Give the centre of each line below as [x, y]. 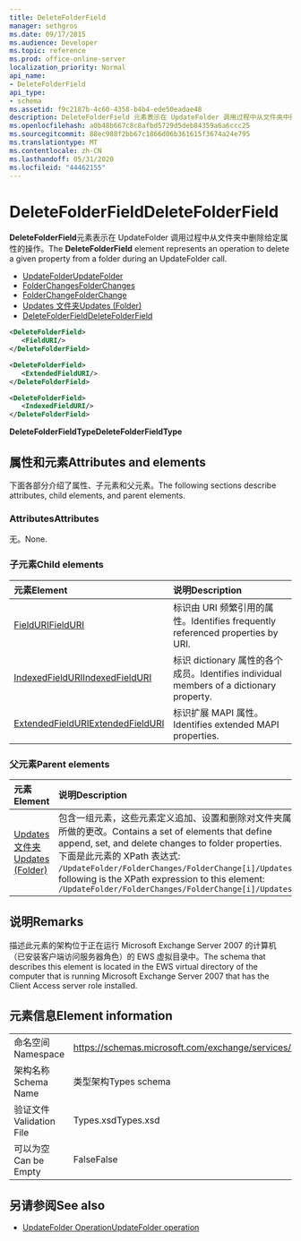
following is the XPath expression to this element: [162, 878]
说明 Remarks [47, 922]
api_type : [28, 92]
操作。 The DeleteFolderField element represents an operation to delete [157, 249]
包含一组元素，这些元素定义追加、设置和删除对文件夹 [170, 817]
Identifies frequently [233, 620]
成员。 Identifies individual [228, 673]
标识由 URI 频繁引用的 [219, 607]
